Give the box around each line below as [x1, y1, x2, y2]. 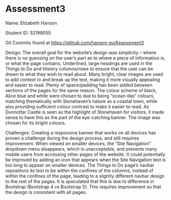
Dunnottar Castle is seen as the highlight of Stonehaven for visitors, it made [5, 109, 164, 115]
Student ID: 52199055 [5, 30, 51, 36]
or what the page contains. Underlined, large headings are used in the [5, 60, 153, 66]
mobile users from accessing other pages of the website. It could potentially [5, 151, 165, 157]
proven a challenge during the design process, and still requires [5, 135, 139, 141]
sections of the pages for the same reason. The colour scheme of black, [5, 87, 157, 93]
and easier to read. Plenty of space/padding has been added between [5, 82, 153, 88]
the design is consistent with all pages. [5, 189, 87, 195]
